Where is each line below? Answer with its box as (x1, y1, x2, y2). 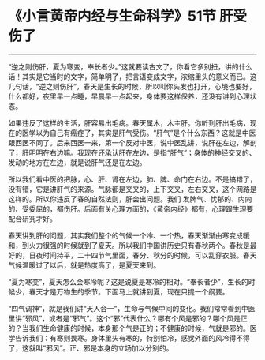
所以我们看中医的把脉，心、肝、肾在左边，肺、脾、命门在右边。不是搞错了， (8, 174, 257, 184)
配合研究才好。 (8, 214, 57, 223)
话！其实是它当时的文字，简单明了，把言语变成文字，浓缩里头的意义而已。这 (8, 72, 257, 81)
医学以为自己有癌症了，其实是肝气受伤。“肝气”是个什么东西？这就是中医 (21, 128, 256, 137)
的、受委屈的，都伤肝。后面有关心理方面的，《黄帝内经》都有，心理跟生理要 (8, 204, 254, 213)
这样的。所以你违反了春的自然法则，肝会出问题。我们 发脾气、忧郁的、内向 (8, 194, 252, 204)
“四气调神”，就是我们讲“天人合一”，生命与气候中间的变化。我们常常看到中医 (8, 303, 256, 313)
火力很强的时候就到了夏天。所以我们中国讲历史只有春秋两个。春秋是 (28, 240, 250, 249)
